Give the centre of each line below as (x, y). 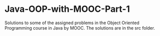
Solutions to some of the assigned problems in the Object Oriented (72, 23)
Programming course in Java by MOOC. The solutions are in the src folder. (80, 28)
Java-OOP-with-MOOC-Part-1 (67, 9)
